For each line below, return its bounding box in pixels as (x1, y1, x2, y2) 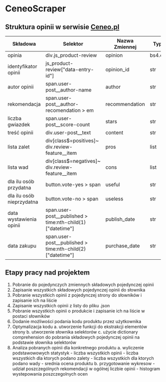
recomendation (45, 107, 81, 114)
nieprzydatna (7, 198, 39, 205)
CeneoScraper (5, 3, 66, 14)
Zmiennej (114, 44, 137, 50)
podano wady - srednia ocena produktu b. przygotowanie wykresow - (12, 360, 155, 366)
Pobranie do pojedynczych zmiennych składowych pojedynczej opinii (12, 282, 154, 287)
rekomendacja (7, 101, 41, 107)
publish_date (105, 216, 135, 223)
